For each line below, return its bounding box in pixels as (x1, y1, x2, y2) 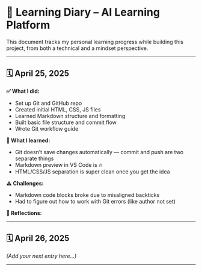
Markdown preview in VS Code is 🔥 (14, 161, 103, 168)
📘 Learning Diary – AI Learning (6, 5, 161, 19)
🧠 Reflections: (6, 209, 42, 216)
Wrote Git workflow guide (14, 125, 79, 132)
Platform (6, 18, 50, 32)
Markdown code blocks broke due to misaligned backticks (14, 191, 160, 198)
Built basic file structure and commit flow (14, 119, 117, 126)
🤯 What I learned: (6, 137, 50, 144)
